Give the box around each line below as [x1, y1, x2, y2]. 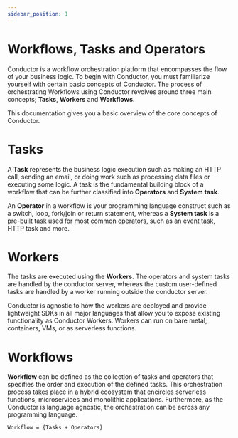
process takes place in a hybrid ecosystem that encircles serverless [7, 387, 207, 396]
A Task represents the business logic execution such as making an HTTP [7, 165, 222, 173]
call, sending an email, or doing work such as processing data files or [7, 172, 211, 181]
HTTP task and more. [7, 224, 70, 232]
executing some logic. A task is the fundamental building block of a [7, 179, 204, 189]
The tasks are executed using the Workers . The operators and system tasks [7, 272, 231, 281]
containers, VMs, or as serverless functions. [7, 324, 137, 333]
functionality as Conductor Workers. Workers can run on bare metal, [7, 316, 207, 325]
